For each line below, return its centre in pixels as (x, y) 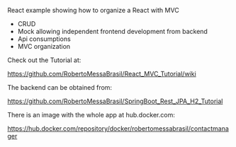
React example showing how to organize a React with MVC (93, 10)
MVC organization (44, 46)
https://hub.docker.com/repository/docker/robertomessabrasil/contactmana (118, 129)
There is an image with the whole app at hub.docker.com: (91, 115)
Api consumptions (44, 39)
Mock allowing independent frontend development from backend (112, 31)
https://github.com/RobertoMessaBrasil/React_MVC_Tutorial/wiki (102, 74)
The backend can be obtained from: (60, 87)
